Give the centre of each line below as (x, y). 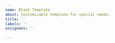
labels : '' (16, 24)
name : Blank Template (28, 10)
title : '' (15, 19)
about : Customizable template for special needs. (58, 14)
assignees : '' (20, 28)
